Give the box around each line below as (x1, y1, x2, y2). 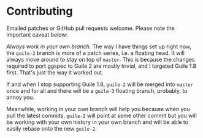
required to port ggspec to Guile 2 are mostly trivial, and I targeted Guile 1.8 (6, 62, 197, 70)
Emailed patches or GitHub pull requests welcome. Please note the (6, 24, 175, 32)
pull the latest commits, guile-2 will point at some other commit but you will (6, 112, 197, 119)
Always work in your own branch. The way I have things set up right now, (6, 43, 192, 50)
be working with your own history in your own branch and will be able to (6, 118, 189, 126)
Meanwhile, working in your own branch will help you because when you (6, 105, 190, 112)
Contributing (6, 4, 73, 18)
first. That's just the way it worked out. (6, 68, 104, 76)
